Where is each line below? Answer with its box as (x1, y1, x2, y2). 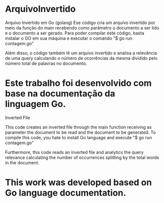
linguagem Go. (5, 99, 66, 110)
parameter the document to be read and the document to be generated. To (5, 129, 156, 135)
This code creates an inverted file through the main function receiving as (5, 124, 152, 130)
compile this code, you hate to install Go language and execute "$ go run (5, 134, 152, 140)
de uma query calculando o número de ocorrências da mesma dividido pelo (5, 55, 158, 61)
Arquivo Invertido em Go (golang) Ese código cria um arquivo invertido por (5, 20, 156, 25)
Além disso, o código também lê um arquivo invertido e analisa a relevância (5, 50, 157, 56)
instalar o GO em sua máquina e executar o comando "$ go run (5, 35, 133, 41)
